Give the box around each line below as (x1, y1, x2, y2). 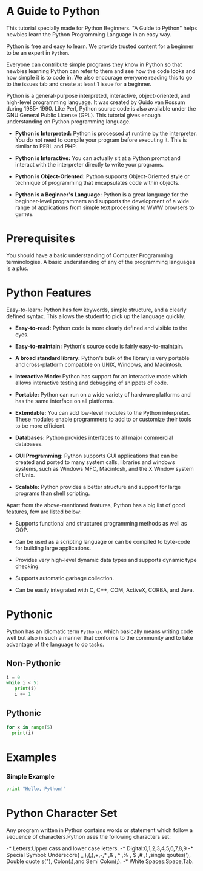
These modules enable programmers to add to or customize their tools (15, 415, 192, 423)
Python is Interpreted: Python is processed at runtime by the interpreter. (15, 130, 198, 137)
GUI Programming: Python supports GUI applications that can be (15, 452, 178, 459)
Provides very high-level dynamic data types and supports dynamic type (15, 556, 197, 563)
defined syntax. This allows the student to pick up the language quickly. (6, 312, 185, 320)
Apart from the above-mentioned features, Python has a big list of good (6, 501, 185, 508)
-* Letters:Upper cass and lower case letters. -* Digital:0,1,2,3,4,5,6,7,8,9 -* (6, 844, 194, 852)
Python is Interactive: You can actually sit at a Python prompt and (15, 154, 181, 162)
